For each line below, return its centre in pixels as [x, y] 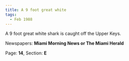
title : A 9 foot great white [36, 10]
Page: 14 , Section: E [26, 53]
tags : [11, 15]
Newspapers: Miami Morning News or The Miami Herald [65, 43]
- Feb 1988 [21, 19]
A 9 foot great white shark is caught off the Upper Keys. [63, 34]
